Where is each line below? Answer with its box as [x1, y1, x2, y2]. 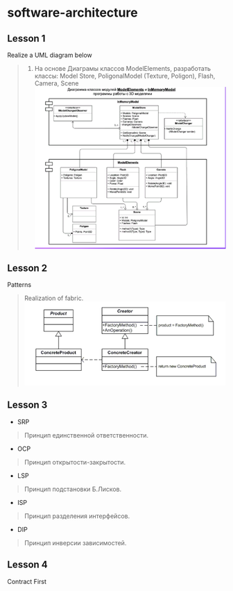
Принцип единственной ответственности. [24, 431, 149, 439]
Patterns [7, 281, 32, 289]
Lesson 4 [7, 559, 49, 571]
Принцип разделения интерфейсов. [24, 512, 130, 520]
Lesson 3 [7, 399, 48, 411]
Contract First [7, 577, 47, 585]
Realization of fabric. [24, 294, 84, 303]
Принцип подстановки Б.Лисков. [24, 485, 122, 493]
